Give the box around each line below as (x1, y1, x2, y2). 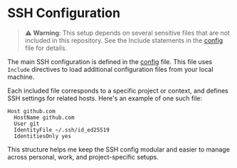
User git (14, 120, 40, 127)
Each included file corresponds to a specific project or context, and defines (7, 86, 229, 95)
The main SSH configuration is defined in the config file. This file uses (7, 57, 212, 65)
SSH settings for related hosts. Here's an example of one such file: (7, 94, 203, 103)
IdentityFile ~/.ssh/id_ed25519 (14, 126, 110, 133)
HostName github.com (14, 114, 75, 121)
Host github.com (7, 107, 56, 115)
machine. (7, 73, 35, 81)
